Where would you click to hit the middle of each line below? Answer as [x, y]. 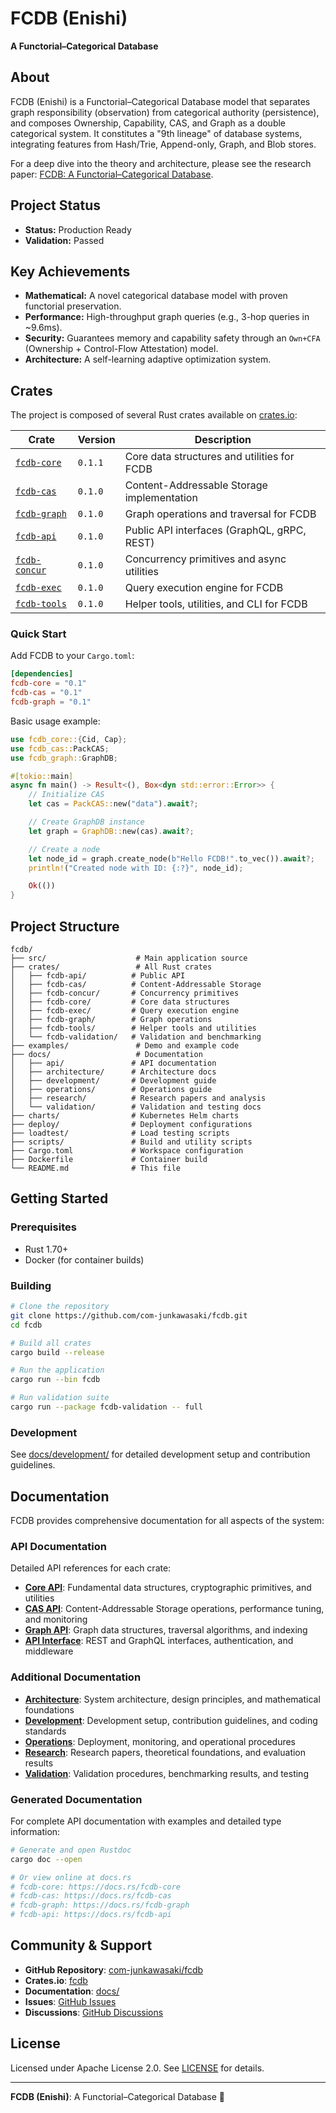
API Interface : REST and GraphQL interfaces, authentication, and [159, 1641]
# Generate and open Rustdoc [71, 1850]
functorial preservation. [73, 306]
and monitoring [56, 1619]
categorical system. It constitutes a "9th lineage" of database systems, [156, 133]
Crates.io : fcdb [56, 1980]
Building [31, 1285]
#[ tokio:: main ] [42, 776]
